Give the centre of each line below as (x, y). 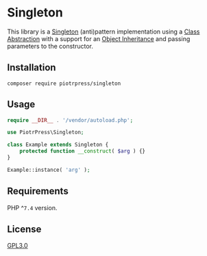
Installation (32, 67)
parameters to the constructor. (50, 46)
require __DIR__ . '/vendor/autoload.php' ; (70, 120)
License (24, 230)
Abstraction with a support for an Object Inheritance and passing (99, 38)
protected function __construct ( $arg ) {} (83, 151)
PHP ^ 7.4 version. (32, 207)
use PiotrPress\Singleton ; (46, 132)
